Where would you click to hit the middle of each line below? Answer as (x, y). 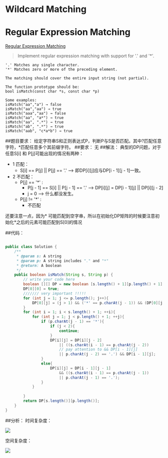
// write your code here (49, 280)
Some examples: (21, 100)
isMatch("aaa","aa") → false (36, 113)
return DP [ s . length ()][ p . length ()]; (61, 401)
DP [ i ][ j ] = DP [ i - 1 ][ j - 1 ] (80, 368)
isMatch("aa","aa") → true (33, 109)
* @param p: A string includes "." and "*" (62, 261)
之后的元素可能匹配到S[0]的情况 (49, 222)
